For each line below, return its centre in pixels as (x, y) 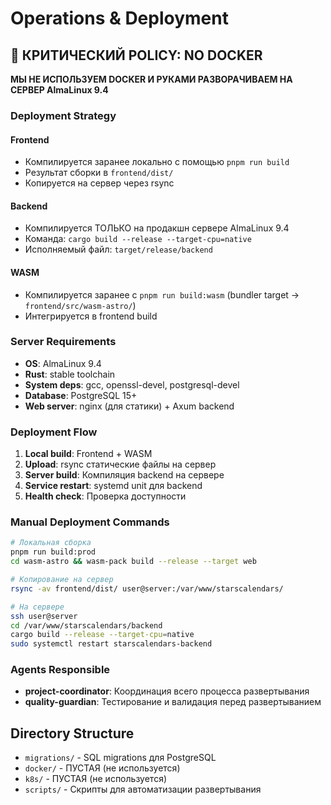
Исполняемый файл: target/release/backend (118, 249)
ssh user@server (44, 616)
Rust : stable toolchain (70, 374)
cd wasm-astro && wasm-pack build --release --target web (133, 562)
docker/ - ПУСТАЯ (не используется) (102, 768)
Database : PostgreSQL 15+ (81, 395)
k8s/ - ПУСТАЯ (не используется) (96, 779)
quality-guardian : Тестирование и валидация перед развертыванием (173, 702)
